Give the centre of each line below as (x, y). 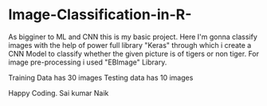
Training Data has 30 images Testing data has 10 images (101, 77)
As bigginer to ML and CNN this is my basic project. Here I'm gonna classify (133, 37)
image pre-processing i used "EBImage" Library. (88, 62)
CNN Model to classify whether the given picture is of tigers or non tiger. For (134, 53)
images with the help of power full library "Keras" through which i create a (130, 45)
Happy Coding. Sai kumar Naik (59, 92)
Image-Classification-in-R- (100, 15)
